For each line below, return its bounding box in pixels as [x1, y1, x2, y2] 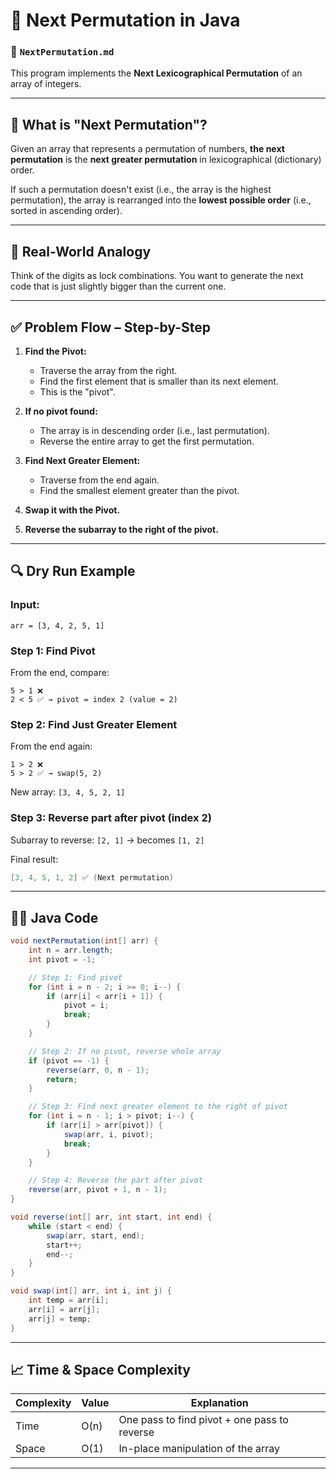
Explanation [190, 1396, 249, 1410]
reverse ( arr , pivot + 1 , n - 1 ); [28, 1185, 168, 1195]
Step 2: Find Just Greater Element [10, 717, 178, 731]
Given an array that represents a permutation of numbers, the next [10, 143, 285, 155]
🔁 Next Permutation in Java [10, 9, 241, 32]
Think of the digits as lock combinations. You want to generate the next [10, 270, 304, 282]
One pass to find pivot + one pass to [118, 1413, 289, 1427]
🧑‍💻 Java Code [10, 909, 99, 926]
